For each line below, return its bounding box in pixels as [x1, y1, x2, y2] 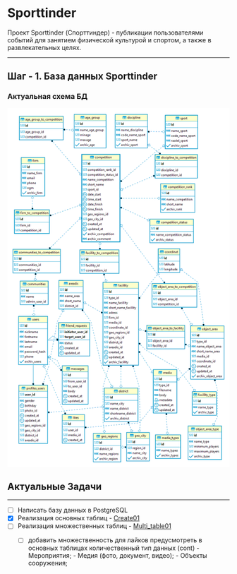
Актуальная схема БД [7, 92, 88, 102]
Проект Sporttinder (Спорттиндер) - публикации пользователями [7, 28, 204, 37]
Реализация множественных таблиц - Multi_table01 [17, 522, 171, 530]
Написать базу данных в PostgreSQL [17, 506, 128, 515]
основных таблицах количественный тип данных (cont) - [28, 544, 200, 552]
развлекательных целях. [7, 43, 82, 52]
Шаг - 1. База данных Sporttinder [7, 71, 157, 83]
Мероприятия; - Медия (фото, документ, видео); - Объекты [28, 551, 207, 560]
